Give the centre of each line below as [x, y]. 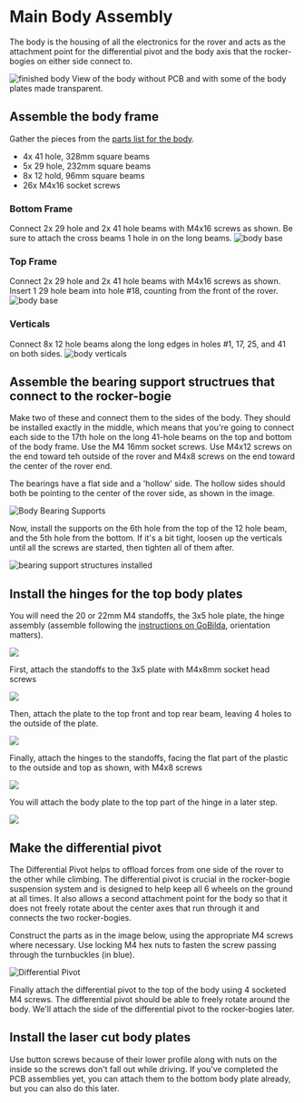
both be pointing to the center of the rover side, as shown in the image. [142, 493]
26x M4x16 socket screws [71, 185]
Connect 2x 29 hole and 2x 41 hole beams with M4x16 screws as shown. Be [151, 229]
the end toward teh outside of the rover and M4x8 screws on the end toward [152, 456]
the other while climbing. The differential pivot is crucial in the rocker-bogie [150, 879]
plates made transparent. [56, 88]
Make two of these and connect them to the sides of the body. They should [150, 418]
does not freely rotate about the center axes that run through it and [135, 908]
